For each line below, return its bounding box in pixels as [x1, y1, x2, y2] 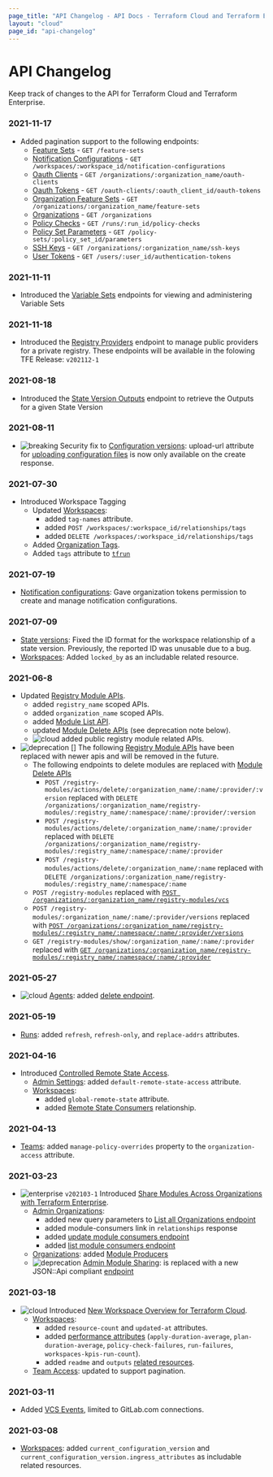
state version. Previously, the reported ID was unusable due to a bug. [19, 643, 252, 653]
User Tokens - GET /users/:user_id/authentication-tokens [32, 251, 232, 261]
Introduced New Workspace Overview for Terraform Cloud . [49, 1305, 248, 1315]
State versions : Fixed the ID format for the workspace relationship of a [19, 635, 256, 645]
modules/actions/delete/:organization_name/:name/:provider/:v [44, 785, 263, 793]
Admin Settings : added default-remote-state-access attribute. [32, 1076, 241, 1086]
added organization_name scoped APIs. [32, 708, 164, 718]
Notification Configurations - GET [32, 154, 141, 163]
